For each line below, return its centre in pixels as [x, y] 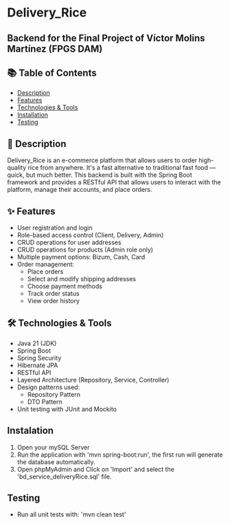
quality [17, 168]
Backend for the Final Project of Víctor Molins [106, 38]
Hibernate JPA [37, 365]
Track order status [54, 294]
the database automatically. [56, 461]
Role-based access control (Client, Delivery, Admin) [90, 235]
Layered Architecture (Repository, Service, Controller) [93, 380]
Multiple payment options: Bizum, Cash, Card [81, 257]
